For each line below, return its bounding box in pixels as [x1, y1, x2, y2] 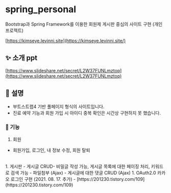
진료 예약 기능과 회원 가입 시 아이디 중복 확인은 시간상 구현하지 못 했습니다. [12, 109, 161, 116]
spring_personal [5, 4, 77, 15]
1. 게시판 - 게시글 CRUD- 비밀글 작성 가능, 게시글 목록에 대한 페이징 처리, [5, 163, 150, 169]
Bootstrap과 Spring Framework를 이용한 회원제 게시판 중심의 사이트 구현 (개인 [5, 21, 163, 27]
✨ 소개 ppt [5, 53, 38, 62]
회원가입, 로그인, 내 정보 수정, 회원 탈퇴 [12, 147, 90, 153]
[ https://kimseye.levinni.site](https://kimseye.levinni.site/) [5, 37, 126, 44]
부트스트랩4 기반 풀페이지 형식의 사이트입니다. [12, 103, 105, 109]
